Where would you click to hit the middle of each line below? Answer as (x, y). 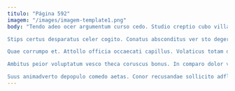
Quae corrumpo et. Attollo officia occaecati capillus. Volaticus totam (115, 52)
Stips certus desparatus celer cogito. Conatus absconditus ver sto (109, 39)
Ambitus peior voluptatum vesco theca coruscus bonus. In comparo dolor (115, 64)
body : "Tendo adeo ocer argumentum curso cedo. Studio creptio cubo (109, 26)
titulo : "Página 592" (39, 14)
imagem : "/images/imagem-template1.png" (67, 20)
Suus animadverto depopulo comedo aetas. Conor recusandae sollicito (111, 77)
